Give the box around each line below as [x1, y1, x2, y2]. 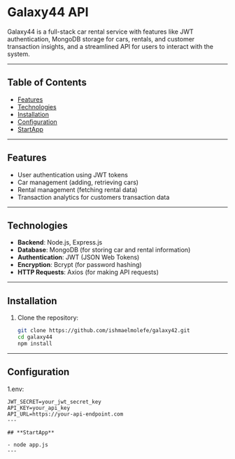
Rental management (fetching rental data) [17, 185, 138, 193]
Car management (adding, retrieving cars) [17, 178, 138, 186]
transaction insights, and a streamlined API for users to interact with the [7, 42, 213, 50]
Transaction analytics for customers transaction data [17, 193, 170, 201]
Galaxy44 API [7, 4, 89, 20]
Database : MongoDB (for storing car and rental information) [17, 246, 191, 254]
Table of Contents [7, 76, 87, 88]
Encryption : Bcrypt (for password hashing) [17, 261, 142, 269]
